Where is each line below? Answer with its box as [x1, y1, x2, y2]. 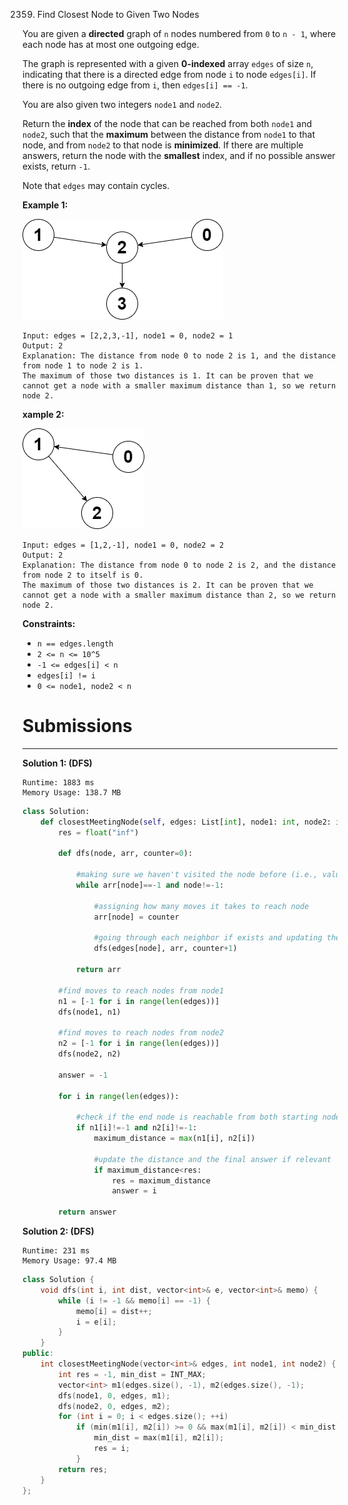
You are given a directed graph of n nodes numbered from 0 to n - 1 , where [22, 28, 337, 39]
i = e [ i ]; [75, 1317, 117, 1327]
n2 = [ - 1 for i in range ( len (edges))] [58, 1039, 220, 1049]
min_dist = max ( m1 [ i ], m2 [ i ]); [93, 1433, 225, 1443]
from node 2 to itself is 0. [22, 570, 144, 580]
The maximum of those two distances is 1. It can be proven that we [22, 371, 314, 381]
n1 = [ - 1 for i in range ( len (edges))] [58, 996, 220, 1006]
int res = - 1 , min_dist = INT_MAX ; [58, 1369, 207, 1379]
